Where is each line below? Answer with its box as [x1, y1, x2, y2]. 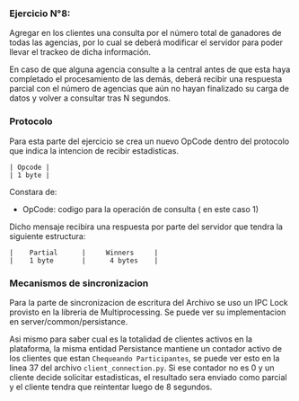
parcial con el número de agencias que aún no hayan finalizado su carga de [9, 84, 290, 94]
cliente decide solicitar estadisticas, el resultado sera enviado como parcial [9, 371, 287, 382]
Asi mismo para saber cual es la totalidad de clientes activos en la [9, 334, 253, 344]
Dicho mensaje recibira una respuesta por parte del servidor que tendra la [9, 221, 283, 232]
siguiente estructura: [9, 230, 86, 241]
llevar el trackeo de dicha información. [9, 47, 151, 58]
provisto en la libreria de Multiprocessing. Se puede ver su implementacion [9, 307, 286, 317]
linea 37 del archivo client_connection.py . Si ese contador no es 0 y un [9, 362, 275, 373]
